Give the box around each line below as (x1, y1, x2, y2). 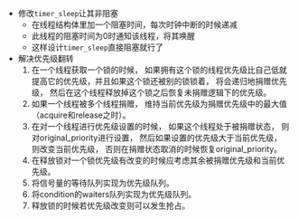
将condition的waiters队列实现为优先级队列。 (31, 189, 197, 199)
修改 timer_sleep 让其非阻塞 (17, 8, 119, 18)
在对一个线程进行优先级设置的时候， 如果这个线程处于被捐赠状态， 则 (31, 121, 290, 131)
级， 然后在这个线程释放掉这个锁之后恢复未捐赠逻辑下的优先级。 (31, 87, 272, 98)
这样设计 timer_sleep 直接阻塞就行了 (31, 42, 164, 52)
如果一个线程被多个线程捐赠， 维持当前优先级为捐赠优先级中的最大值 (31, 99, 287, 109)
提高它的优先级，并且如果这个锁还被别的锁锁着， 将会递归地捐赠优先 (31, 76, 287, 86)
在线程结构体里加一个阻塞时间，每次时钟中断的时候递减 (31, 19, 237, 30)
